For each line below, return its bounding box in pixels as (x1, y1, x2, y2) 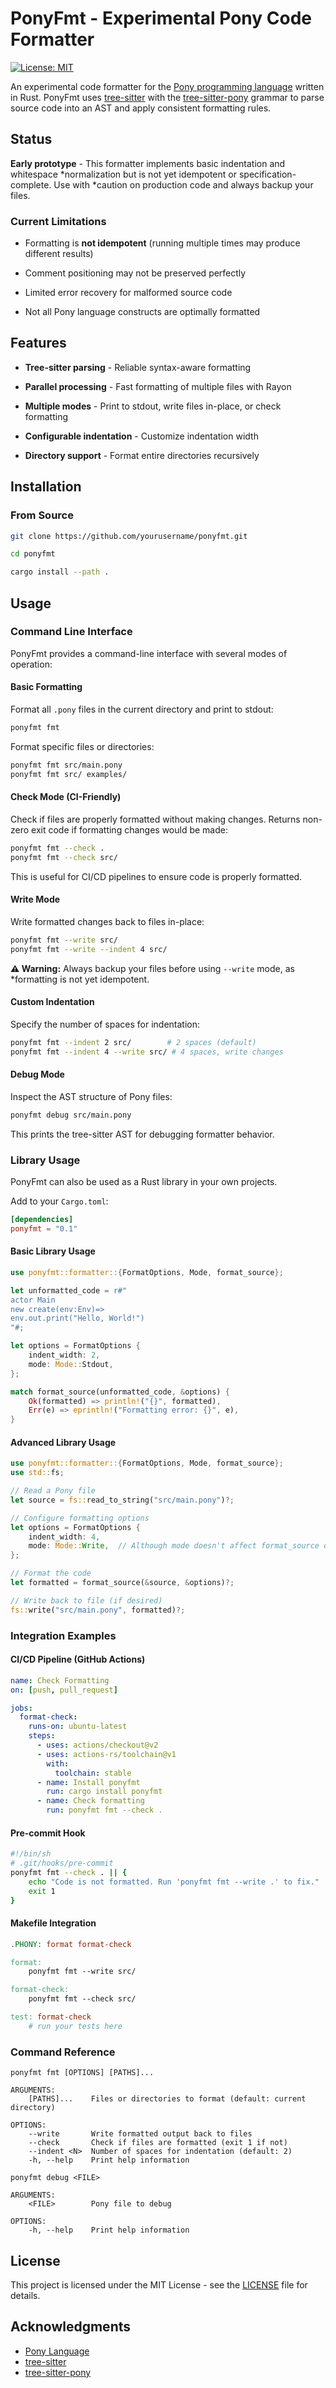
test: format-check (10, 2012, 92, 2022)
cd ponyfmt (10, 549, 56, 559)
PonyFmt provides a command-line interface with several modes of (10, 647, 288, 659)
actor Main (10, 1295, 56, 1305)
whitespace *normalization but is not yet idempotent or (10, 168, 237, 180)
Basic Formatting (10, 681, 83, 693)
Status (10, 131, 53, 148)
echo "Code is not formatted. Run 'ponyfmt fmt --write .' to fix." (28, 1877, 320, 1887)
